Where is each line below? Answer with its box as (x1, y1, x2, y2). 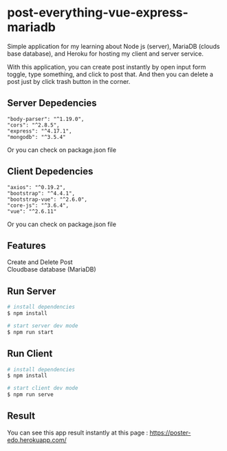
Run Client (7, 348, 53, 360)
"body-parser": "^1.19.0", (7, 115, 85, 122)
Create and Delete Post (7, 258, 74, 266)
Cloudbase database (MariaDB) (7, 265, 96, 274)
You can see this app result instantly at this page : (7, 428, 149, 437)
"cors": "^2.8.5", (7, 122, 60, 129)
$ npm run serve (7, 391, 54, 398)
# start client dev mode (7, 385, 78, 392)
